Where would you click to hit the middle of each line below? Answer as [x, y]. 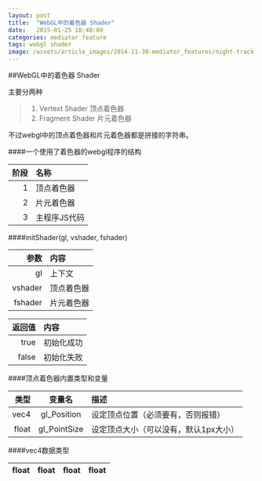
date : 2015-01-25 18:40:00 [56, 30]
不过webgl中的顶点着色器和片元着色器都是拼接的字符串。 [100, 135]
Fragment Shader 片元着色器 [85, 118]
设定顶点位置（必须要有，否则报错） [158, 415]
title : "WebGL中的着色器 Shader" [62, 23]
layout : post [29, 15]
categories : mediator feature [58, 37]
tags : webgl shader [40, 45]
